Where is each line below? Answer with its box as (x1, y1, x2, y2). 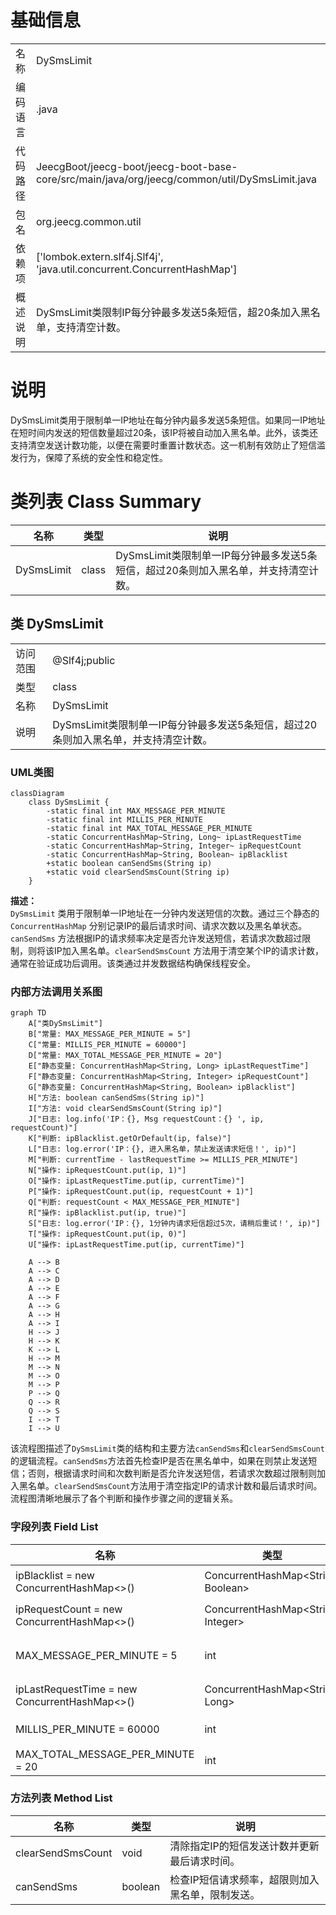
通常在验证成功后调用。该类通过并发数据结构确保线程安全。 (10, 957, 256, 969)
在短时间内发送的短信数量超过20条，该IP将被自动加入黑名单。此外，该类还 (10, 426, 319, 438)
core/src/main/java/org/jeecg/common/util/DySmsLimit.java (35, 172, 318, 186)
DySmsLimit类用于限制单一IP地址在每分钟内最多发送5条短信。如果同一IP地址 (10, 414, 326, 426)
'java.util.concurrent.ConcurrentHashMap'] (35, 262, 238, 276)
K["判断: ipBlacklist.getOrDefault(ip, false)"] (28, 1134, 232, 1144)
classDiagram (10, 788, 65, 798)
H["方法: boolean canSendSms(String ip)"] (28, 1093, 205, 1103)
